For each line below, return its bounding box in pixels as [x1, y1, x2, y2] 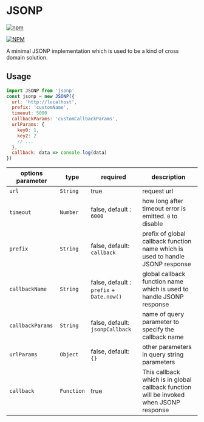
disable [142, 220, 163, 228]
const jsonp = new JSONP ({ [6, 93, 75, 99]
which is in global [142, 375, 192, 384]
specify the [142, 325, 174, 334]
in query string [142, 350, 184, 359]
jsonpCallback [90, 326, 132, 333]
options [20, 169, 43, 178]
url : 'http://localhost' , [12, 99, 78, 105]
